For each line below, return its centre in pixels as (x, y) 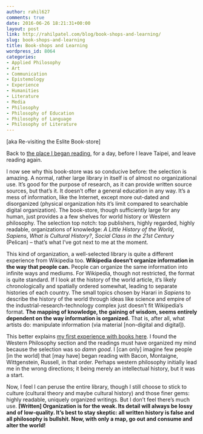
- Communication (27, 74)
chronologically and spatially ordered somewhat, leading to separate (92, 286)
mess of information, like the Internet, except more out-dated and (88, 197)
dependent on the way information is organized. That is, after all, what (96, 318)
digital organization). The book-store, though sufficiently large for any (93, 210)
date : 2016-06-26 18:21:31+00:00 (48, 23)
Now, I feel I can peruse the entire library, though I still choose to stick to (96, 387)
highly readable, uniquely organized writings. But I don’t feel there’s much (98, 399)
